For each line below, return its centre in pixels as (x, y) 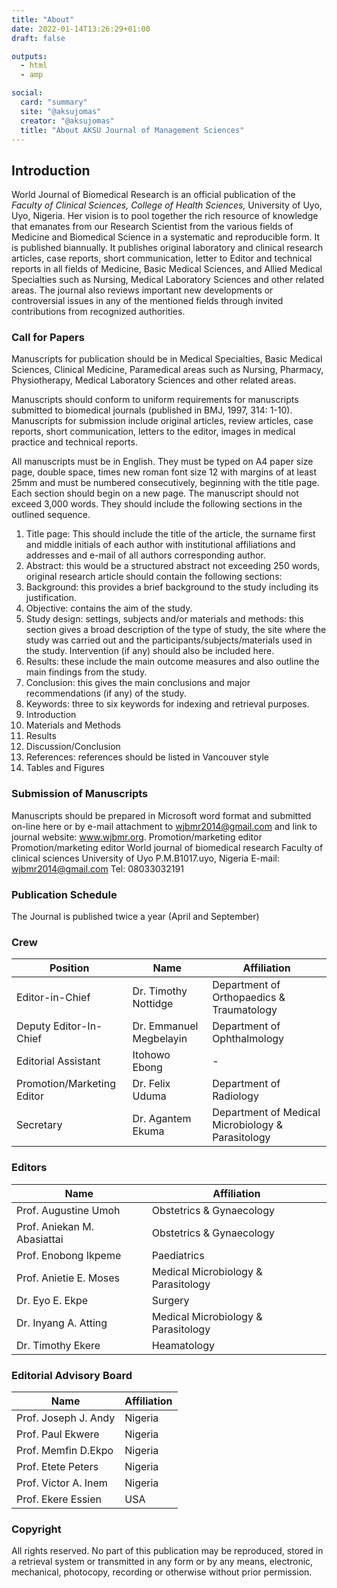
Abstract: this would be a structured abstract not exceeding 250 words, (173, 566)
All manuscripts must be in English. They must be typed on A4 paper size (162, 462)
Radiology (235, 1096)
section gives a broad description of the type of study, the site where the (176, 630)
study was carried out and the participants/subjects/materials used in (169, 640)
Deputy (33, 1026)
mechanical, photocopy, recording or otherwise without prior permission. (162, 1572)
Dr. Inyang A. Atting (62, 1323)
